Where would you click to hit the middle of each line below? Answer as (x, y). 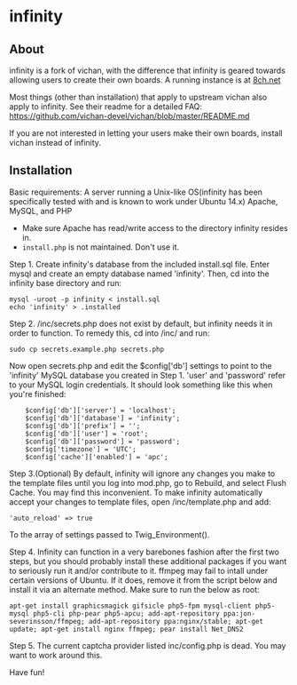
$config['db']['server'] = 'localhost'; (101, 410)
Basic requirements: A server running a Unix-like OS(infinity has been (136, 192)
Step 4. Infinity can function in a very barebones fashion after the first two (144, 552)
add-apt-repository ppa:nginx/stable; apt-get (176, 621)
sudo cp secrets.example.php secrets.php (87, 349)
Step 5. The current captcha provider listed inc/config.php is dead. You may (148, 645)
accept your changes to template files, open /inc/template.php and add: (141, 502)
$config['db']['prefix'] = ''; (83, 426)
